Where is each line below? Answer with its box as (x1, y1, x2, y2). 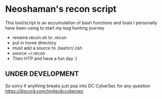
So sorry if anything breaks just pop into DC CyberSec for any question (5, 83, 151, 89)
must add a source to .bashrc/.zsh (12, 45, 83, 51)
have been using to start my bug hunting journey (5, 25, 105, 31)
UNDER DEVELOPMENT (5, 70, 79, 78)
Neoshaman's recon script (5, 3, 117, 15)
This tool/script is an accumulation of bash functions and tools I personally (5, 20, 158, 26)
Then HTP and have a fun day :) (12, 55, 78, 61)
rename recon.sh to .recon (12, 34, 67, 40)
